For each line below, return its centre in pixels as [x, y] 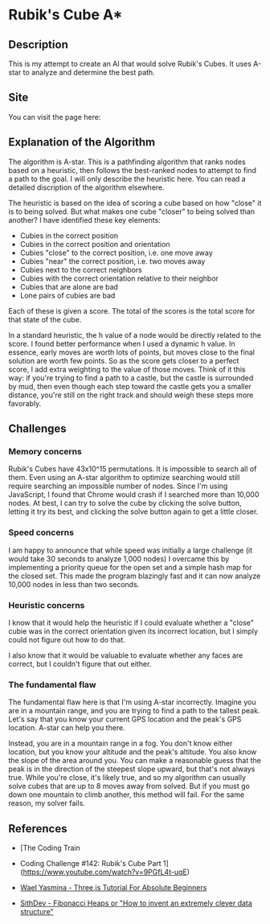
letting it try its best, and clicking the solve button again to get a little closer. [133, 511]
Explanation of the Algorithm [82, 142]
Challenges [37, 429]
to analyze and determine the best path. [89, 72]
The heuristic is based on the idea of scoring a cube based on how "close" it [135, 203]
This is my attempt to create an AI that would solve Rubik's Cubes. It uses [130, 64]
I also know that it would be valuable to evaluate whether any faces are [126, 655]
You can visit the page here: [55, 117]
